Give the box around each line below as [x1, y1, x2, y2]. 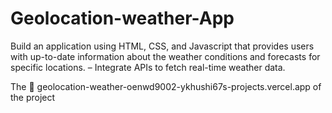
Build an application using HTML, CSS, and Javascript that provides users [10, 40, 315, 52]
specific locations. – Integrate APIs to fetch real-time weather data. [10, 61, 286, 73]
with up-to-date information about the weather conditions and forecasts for [10, 50, 321, 62]
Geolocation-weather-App [10, 7, 235, 30]
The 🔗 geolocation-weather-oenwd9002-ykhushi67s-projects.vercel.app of [10, 80, 322, 92]
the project [10, 91, 56, 103]
